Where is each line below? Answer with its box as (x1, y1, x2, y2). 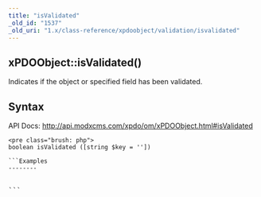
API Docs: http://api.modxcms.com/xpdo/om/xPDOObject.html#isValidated (8, 121, 253, 130)
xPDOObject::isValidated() (8, 56, 142, 69)
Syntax (8, 100, 45, 114)
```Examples (8, 157, 48, 165)
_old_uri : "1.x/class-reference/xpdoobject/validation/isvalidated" (8, 26, 240, 34)
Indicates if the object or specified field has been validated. (8, 77, 203, 87)
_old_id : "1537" (8, 19, 62, 27)
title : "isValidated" (8, 11, 80, 20)
